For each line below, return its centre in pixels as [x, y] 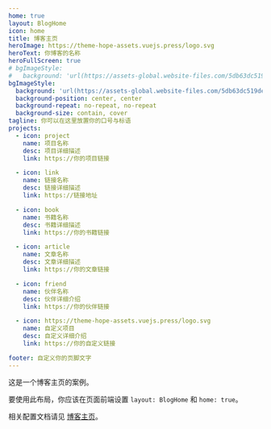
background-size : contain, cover [72, 114]
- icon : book [38, 210]
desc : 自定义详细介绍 [55, 336]
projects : [25, 128]
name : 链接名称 [46, 181]
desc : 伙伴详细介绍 [52, 299]
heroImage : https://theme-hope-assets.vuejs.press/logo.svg [112, 46]
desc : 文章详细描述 [52, 262]
